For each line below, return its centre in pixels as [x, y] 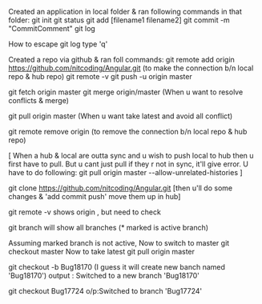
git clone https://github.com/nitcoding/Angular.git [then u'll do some [121, 188]
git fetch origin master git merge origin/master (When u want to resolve [126, 92]
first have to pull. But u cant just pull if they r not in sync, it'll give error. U [128, 164]
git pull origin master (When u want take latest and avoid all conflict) [121, 116]
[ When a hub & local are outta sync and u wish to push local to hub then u [131, 156]
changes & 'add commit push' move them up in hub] [95, 196]
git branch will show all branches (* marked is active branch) [109, 228]
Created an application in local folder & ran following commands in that [125, 12]
